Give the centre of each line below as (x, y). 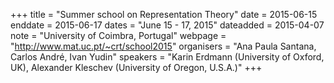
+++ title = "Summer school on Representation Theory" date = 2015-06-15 (164, 14)
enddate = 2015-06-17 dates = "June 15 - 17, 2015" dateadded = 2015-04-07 (167, 25)
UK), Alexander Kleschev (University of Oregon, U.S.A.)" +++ (136, 67)
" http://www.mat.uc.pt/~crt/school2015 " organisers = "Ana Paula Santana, (163, 46)
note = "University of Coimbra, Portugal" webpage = (118, 35)
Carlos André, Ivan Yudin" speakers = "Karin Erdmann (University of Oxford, (167, 57)
